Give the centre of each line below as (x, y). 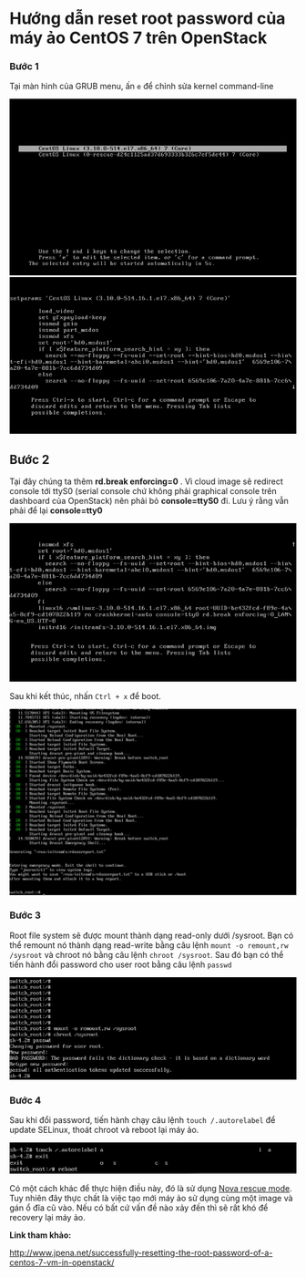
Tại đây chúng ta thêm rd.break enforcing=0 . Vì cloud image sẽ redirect (147, 481)
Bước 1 (24, 67)
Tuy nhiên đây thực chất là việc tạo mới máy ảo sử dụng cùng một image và (151, 1199)
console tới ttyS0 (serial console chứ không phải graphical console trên (143, 490)
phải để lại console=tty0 (56, 510)
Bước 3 (25, 915)
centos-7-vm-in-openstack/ (62, 1262)
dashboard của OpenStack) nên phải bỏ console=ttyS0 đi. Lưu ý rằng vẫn (149, 500)
